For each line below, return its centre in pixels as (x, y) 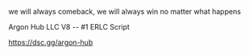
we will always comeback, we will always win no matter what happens (125, 12)
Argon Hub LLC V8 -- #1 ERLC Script (69, 27)
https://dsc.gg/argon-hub (51, 42)
